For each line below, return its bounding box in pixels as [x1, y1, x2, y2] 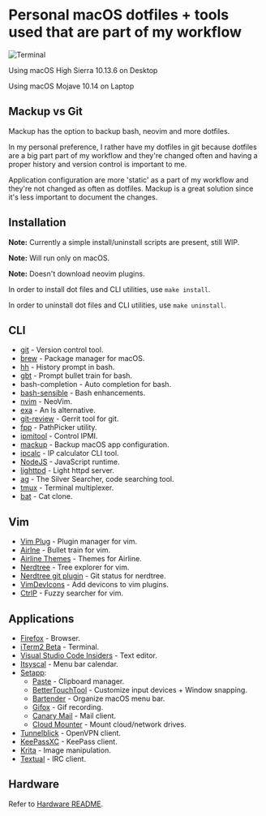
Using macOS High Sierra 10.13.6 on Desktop [8, 65, 158, 75]
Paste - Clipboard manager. [32, 676, 125, 686]
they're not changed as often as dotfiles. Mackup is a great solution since [8, 183, 254, 193]
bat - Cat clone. [19, 492, 73, 501]
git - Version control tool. [19, 345, 104, 354]
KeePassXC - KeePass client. [19, 737, 118, 746]
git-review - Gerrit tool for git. [19, 414, 119, 423]
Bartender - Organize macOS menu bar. [32, 694, 165, 703]
